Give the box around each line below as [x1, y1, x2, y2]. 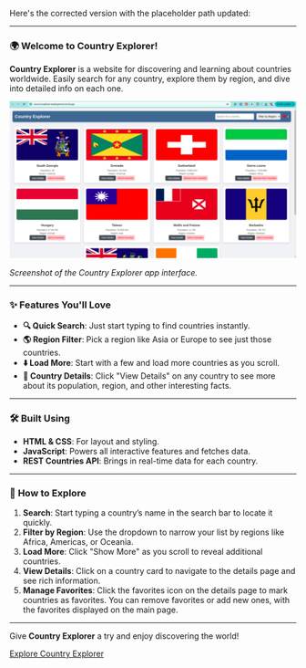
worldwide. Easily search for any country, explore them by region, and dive [9, 73, 291, 85]
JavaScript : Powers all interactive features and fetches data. [22, 446, 250, 457]
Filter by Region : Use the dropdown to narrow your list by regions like [22, 527, 285, 538]
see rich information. [22, 575, 101, 587]
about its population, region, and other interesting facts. [22, 380, 232, 391]
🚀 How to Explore [9, 486, 87, 499]
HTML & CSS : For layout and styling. [22, 436, 159, 447]
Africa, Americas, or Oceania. [22, 537, 134, 548]
